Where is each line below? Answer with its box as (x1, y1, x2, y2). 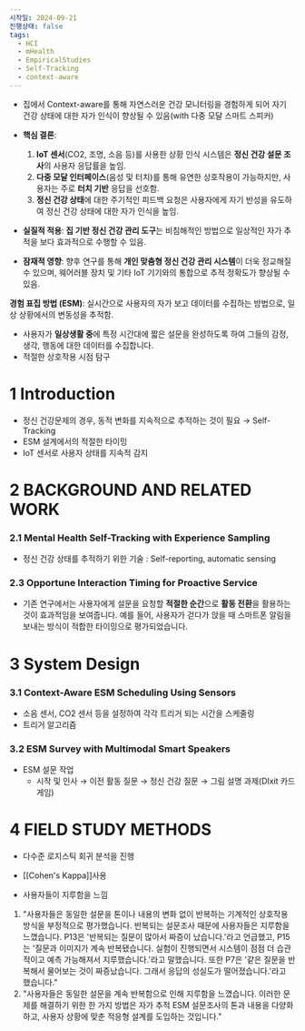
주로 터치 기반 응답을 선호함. (60, 183, 160, 194)
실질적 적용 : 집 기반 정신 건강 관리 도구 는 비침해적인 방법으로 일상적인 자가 (22, 225, 282, 236)
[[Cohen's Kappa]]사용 (22, 870, 107, 881)
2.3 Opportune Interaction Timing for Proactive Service (9, 577, 259, 590)
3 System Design (9, 653, 141, 674)
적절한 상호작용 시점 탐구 (22, 351, 111, 362)
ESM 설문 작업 (22, 764, 74, 775)
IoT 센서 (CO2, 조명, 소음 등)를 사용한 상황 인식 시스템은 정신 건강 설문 (35, 148, 282, 159)
